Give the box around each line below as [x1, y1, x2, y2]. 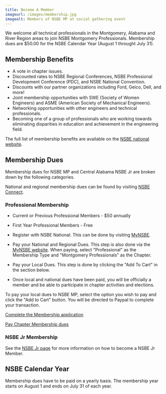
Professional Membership [5, 201, 69, 208]
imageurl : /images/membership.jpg [5, 12, 77, 17]
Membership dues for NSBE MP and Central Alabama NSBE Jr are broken [5, 169, 156, 174]
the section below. [12, 267, 50, 273]
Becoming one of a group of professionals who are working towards [12, 116, 152, 122]
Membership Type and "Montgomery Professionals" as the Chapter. [12, 252, 152, 258]
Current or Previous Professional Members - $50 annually [12, 213, 131, 219]
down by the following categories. [5, 174, 75, 180]
